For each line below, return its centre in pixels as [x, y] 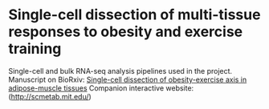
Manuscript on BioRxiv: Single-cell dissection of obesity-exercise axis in [128, 79]
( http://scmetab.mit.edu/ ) [50, 96]
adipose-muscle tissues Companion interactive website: [101, 88]
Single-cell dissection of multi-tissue [134, 15]
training [35, 49]
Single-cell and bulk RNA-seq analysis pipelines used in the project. [120, 71]
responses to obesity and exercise [126, 32]
